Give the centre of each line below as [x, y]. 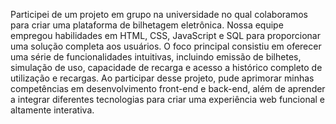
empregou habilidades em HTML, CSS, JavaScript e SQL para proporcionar [165, 35]
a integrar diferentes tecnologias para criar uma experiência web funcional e [168, 99]
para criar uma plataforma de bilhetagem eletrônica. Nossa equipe [147, 25]
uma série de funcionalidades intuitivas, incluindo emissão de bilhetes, [156, 57]
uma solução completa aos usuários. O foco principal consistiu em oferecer [166, 46]
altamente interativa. [52, 110]
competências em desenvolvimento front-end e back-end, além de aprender [168, 88]
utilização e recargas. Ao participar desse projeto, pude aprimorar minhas [162, 78]
